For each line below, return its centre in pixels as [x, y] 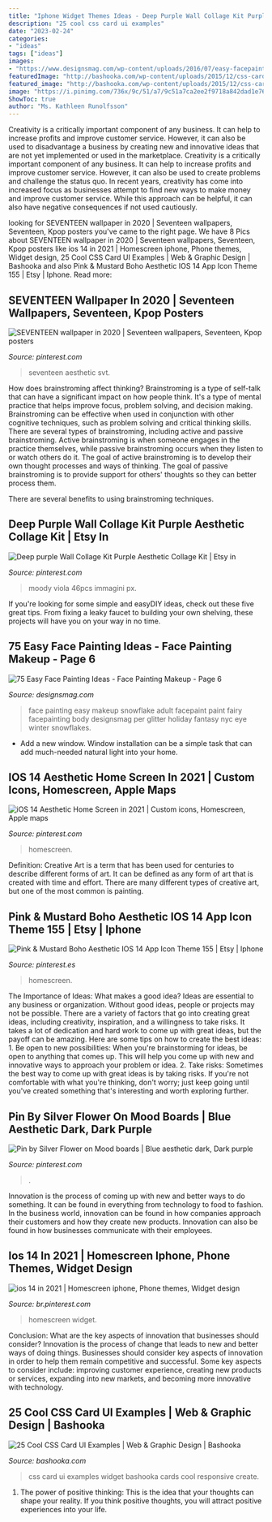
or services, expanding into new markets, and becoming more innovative [130, 1378]
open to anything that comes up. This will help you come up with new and [131, 1057]
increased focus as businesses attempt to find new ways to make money [130, 190]
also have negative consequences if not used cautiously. [103, 207]
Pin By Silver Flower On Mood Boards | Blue [120, 1117]
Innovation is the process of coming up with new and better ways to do [127, 1196]
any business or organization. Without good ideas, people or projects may [132, 1005]
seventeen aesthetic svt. [69, 372]
